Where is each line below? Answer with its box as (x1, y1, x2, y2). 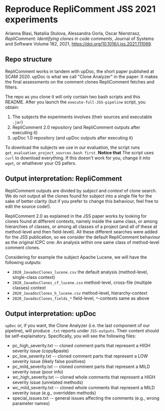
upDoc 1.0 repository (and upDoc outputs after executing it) (12, 135, 133, 140)
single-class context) (12, 274, 55, 280)
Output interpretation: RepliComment (5, 175, 122, 183)
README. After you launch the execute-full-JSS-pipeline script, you (5, 99, 146, 105)
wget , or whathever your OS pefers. (5, 160, 76, 166)
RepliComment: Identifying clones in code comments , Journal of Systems (5, 36, 154, 42)
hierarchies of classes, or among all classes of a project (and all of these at (5, 224, 158, 229)
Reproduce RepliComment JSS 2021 (5, 3, 156, 15)
